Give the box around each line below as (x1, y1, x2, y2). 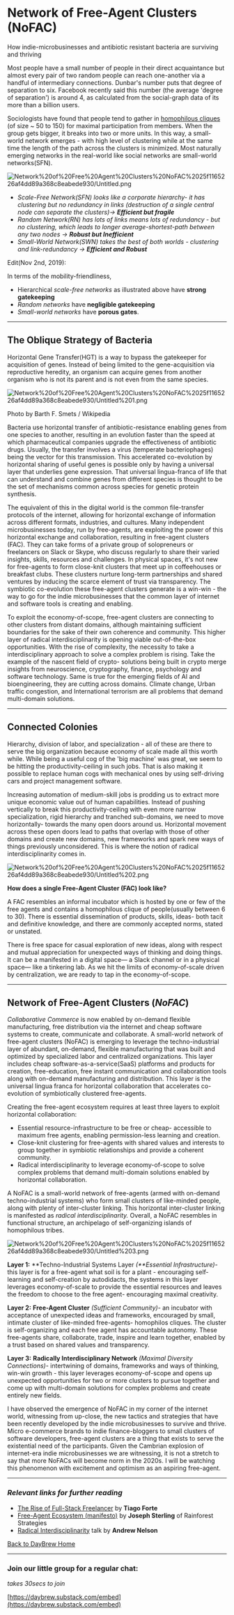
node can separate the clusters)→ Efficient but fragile (17, 208, 175, 216)
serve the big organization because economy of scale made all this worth (7, 747, 218, 756)
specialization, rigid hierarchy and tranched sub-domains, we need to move (7, 812, 224, 820)
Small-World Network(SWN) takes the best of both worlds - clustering (17, 237, 219, 245)
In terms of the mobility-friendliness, (7, 272, 112, 280)
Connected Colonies (7, 721, 98, 733)
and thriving (7, 50, 42, 59)
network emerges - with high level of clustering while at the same (24, 136, 213, 144)
